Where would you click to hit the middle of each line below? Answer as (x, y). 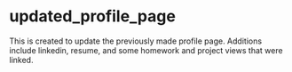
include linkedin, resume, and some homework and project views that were (146, 50)
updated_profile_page (92, 16)
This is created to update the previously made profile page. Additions (136, 41)
